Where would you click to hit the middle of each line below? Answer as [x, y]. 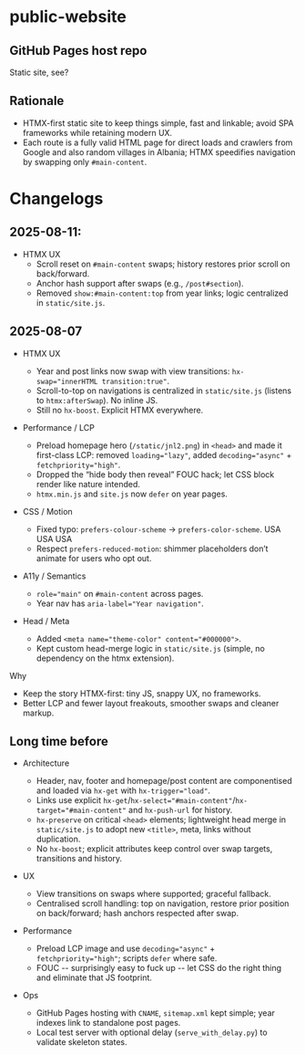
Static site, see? [39, 72]
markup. [38, 713]
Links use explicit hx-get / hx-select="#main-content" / [136, 800]
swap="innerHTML [67, 381]
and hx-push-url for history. [181, 810]
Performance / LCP [59, 427]
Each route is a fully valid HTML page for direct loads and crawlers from [158, 142]
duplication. [58, 839]
